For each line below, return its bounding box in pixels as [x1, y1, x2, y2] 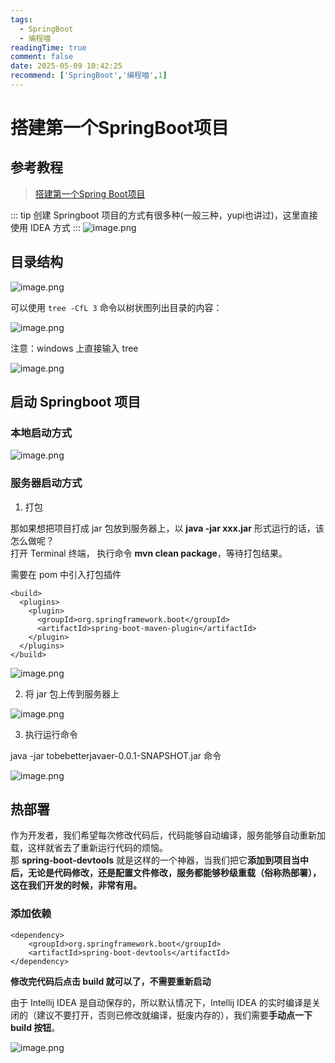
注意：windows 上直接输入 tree [10, 342, 139, 354]
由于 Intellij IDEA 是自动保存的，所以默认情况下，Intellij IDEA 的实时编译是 [10, 996, 312, 1008]
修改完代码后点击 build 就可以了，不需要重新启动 [10, 975, 212, 987]
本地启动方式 [10, 426, 73, 440]
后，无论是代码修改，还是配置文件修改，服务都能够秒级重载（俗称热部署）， [10, 867, 322, 879]
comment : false [10, 52, 74, 62]
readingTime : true [10, 42, 87, 53]
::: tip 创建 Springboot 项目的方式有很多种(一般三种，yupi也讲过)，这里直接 [10, 209, 318, 221]
